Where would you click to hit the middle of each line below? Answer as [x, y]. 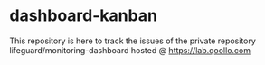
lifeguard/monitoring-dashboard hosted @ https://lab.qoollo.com [130, 50]
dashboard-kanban [84, 16]
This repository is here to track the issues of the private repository [132, 41]
